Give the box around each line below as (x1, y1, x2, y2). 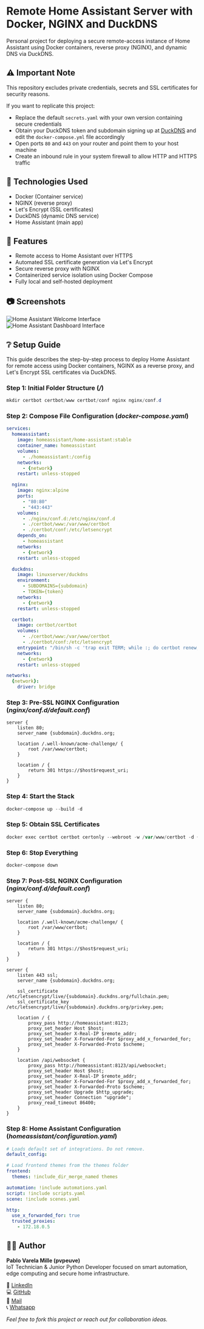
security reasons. (6, 90, 50, 98)
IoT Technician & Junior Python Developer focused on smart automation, (6, 1263, 188, 1270)
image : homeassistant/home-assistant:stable (17, 437, 132, 443)
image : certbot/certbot (17, 622, 78, 628)
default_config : (6, 1152, 47, 1158)
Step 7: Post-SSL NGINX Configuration (6, 876, 123, 885)
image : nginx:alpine (17, 488, 69, 494)
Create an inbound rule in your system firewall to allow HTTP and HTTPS (15, 152, 197, 160)
